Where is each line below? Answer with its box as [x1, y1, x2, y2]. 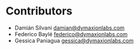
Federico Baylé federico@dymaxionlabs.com [14, 30, 128, 37]
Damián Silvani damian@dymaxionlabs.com [14, 24, 125, 31]
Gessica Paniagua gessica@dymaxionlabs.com [14, 37, 134, 44]
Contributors [6, 4, 73, 18]
